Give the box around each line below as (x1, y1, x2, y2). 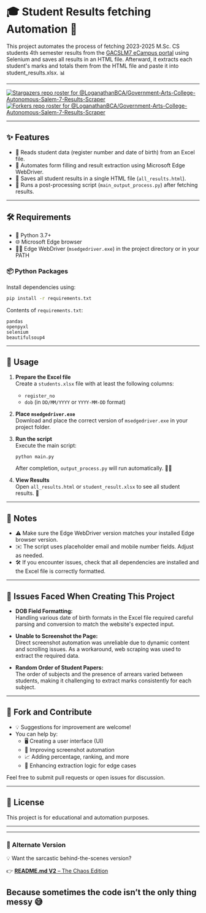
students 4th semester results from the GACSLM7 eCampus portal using (6, 49, 189, 56)
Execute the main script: (15, 441, 77, 449)
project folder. (15, 423, 51, 430)
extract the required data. (15, 652, 80, 660)
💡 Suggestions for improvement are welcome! (15, 723, 131, 730)
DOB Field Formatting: (15, 607, 73, 615)
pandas (6, 318, 23, 325)
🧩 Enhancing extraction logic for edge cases (24, 762, 137, 769)
